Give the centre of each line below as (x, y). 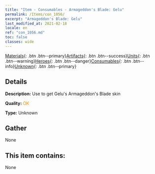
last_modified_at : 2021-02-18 (36, 23)
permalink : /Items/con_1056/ (35, 14)
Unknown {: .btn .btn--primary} (46, 66)
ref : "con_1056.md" (25, 33)
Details (16, 82)
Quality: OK (17, 103)
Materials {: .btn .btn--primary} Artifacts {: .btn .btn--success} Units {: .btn (77, 56)
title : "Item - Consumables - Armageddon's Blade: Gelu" (65, 10)
